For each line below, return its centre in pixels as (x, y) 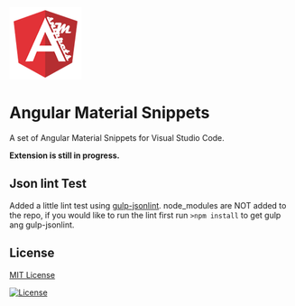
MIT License (32, 274)
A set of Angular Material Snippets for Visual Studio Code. (117, 137)
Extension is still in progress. (65, 155)
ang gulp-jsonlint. (42, 225)
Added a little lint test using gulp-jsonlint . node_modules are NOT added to (148, 205)
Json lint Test (48, 184)
